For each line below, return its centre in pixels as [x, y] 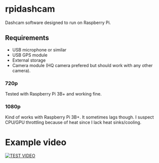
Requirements [27, 38]
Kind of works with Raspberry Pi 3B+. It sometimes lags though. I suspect [79, 117]
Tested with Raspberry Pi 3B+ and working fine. [53, 94]
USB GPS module [30, 55]
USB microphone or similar [39, 49]
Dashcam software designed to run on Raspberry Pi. [58, 23]
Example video [36, 142]
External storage [29, 60]
